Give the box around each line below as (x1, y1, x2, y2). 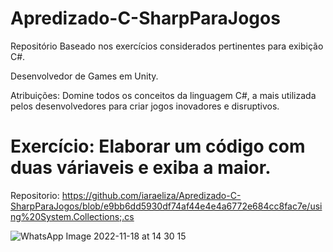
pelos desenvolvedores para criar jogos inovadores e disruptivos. (10, 100, 280, 112)
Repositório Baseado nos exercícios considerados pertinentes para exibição (10, 40, 324, 52)
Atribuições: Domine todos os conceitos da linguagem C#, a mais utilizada (10, 89, 317, 101)
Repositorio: (10, 189, 60, 201)
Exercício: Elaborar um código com (10, 135, 306, 158)
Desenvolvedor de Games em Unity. (10, 70, 159, 82)
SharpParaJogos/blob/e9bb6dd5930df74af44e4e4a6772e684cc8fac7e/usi (10, 200, 323, 212)
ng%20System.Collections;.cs (10, 210, 135, 222)
